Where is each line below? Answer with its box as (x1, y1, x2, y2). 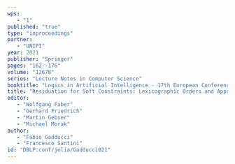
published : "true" (7, 23, 61, 30)
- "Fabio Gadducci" (16, 133, 73, 140)
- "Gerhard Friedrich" (16, 107, 83, 114)
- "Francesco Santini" (16, 140, 83, 147)
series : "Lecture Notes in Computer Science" (7, 75, 142, 82)
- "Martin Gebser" (16, 114, 71, 121)
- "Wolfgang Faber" (16, 101, 73, 108)
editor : (7, 95, 30, 102)
